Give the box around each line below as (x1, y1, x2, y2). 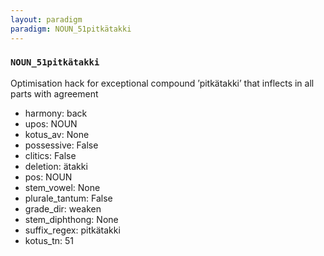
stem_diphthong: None (24, 213, 119, 225)
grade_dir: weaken (24, 202, 102, 215)
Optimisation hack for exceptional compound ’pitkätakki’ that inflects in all (10, 77, 315, 89)
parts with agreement (10, 87, 99, 100)
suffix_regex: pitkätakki (24, 224, 121, 236)
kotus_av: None (24, 128, 90, 140)
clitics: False (24, 149, 77, 161)
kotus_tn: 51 (24, 234, 75, 246)
